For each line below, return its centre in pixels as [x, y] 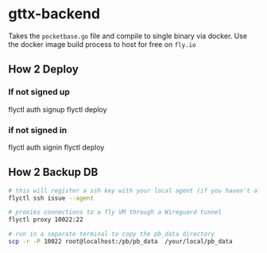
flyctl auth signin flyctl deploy [56, 147]
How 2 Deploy [44, 70]
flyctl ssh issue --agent [51, 198]
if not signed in [38, 130]
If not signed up [39, 92]
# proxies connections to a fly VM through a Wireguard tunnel [115, 212]
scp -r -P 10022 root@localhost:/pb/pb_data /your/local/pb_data [120, 242]
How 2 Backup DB [53, 172]
